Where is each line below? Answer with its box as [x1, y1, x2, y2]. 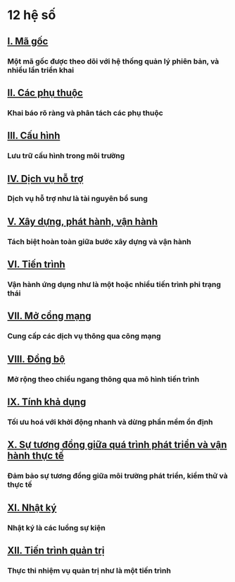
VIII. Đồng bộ [7, 353, 65, 365]
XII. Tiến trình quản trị [7, 545, 105, 557]
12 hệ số [7, 7, 56, 23]
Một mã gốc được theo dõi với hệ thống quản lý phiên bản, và [7, 56, 220, 66]
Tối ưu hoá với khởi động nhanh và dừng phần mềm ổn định [7, 417, 213, 427]
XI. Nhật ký [7, 502, 57, 514]
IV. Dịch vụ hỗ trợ [7, 173, 84, 185]
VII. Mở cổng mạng [7, 310, 91, 322]
